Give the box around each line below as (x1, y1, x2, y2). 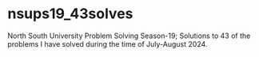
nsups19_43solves (7, 5, 133, 23)
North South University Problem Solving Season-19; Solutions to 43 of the (7, 31, 251, 40)
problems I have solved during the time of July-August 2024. (7, 39, 208, 48)
